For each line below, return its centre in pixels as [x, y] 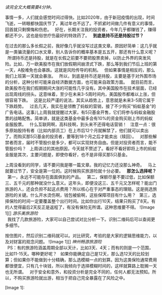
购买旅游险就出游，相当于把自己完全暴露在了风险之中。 [73, 278]
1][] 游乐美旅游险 [21, 213]
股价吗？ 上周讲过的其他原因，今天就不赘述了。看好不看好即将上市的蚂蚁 [83, 148]
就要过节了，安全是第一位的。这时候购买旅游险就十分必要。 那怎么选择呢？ [81, 171]
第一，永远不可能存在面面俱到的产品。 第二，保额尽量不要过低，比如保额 [81, 177]
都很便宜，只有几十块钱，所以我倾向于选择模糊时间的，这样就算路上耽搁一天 [81, 266]
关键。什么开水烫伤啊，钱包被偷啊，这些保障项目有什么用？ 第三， [85, 195]
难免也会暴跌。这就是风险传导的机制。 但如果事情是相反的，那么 [90, 70]
